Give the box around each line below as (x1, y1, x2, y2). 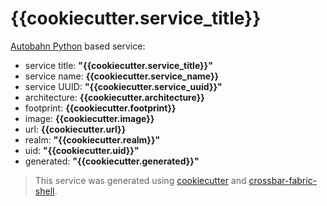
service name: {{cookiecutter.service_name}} (24, 70, 220, 82)
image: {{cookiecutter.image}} (24, 112, 155, 124)
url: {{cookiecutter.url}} (24, 123, 127, 135)
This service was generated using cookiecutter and (34, 174, 247, 186)
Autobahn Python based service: (10, 40, 146, 52)
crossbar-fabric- (248, 174, 318, 186)
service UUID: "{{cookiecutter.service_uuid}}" (24, 80, 223, 92)
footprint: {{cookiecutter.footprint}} (24, 102, 177, 114)
